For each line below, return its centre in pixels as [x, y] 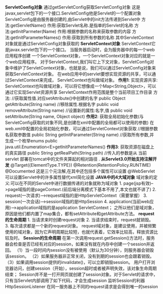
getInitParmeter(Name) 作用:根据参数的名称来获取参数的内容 [71, 31]
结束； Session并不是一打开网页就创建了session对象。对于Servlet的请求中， [81, 274]
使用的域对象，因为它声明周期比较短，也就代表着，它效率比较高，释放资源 [79, 232]
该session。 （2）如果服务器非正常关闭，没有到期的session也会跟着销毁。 [80, 256]
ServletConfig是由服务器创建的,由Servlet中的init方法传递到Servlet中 [73, 19]
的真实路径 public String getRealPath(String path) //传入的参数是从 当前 [76, 153]
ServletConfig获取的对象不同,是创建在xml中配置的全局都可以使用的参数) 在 [80, 122]
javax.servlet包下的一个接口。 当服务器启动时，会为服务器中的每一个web [82, 50]
